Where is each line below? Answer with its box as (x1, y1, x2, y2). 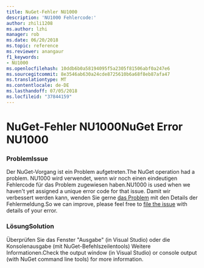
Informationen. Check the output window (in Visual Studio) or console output (6, 249, 197, 256)
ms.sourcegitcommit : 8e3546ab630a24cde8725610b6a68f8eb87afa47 (6, 71, 171, 77)
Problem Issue (6, 154, 49, 163)
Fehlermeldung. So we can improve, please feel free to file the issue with (6, 201, 188, 208)
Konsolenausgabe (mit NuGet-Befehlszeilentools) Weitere (6, 242, 151, 250)
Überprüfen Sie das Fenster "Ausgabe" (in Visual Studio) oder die (6, 236, 171, 243)
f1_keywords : (6, 54, 40, 60)
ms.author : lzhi (6, 26, 47, 32)
